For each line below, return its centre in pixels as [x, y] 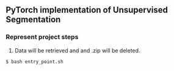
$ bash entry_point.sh [34, 62]
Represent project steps [42, 37]
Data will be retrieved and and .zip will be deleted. [77, 50]
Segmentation [33, 20]
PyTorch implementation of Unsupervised [87, 10]
